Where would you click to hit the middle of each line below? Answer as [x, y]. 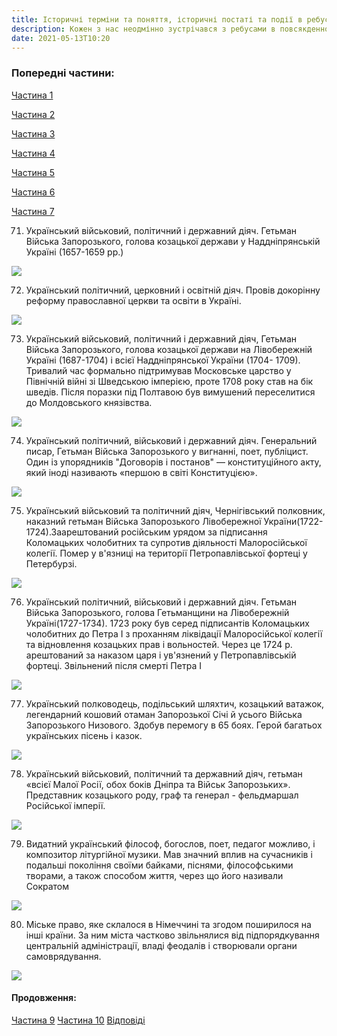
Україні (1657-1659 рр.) [74, 252]
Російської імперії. [65, 805]
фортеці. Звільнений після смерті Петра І [113, 665]
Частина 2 [33, 114]
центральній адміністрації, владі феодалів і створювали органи [161, 945]
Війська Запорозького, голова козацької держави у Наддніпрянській [173, 241]
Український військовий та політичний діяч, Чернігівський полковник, [175, 510]
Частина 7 [33, 211]
